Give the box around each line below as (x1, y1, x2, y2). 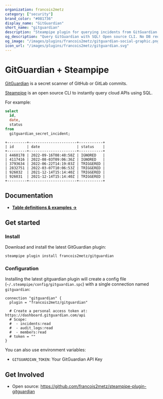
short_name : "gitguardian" (5, 25, 60, 30)
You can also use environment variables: (5, 347, 86, 353)
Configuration (5, 265, 39, 272)
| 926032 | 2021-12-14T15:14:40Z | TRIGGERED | (5, 170, 105, 175)
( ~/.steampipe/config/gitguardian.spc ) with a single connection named (5, 281, 149, 287)
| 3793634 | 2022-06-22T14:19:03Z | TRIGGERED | (5, 161, 105, 166)
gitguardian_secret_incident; (9, 131, 70, 136)
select (5, 109, 18, 113)
